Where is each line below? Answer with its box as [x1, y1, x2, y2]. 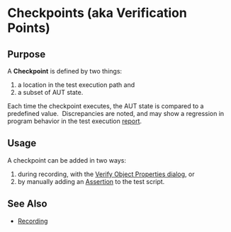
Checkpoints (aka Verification [7, 5, 188, 21]
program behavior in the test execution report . [7, 117, 142, 125]
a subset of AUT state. [17, 88, 84, 96]
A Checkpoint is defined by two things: [7, 67, 123, 75]
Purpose [7, 48, 46, 60]
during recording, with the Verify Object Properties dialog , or [17, 170, 195, 178]
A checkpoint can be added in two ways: [7, 156, 126, 164]
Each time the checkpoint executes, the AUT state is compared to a [7, 102, 204, 110]
